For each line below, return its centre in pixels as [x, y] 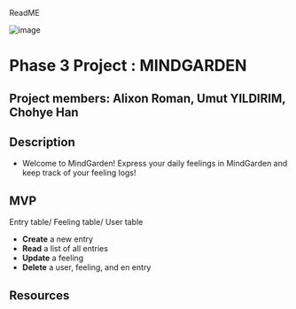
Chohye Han [44, 112]
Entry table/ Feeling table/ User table [76, 222]
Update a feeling [53, 258]
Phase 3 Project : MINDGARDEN [128, 66]
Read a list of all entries [65, 249]
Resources [39, 295]
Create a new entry [58, 239]
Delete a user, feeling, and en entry [86, 267]
